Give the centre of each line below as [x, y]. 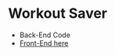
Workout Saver [58, 14]
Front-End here [44, 43]
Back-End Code [45, 35]
